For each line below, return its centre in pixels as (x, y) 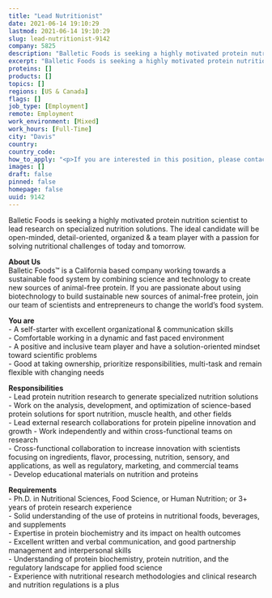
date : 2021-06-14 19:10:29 (54, 24)
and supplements (37, 524)
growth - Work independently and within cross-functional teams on (121, 431)
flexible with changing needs (56, 372)
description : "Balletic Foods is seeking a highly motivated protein (128, 54)
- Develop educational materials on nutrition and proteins (103, 474)
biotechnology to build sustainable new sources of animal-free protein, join (134, 296)
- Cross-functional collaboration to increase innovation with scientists (124, 448)
